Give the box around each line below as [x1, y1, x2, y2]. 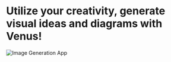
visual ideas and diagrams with [6, 17, 163, 30]
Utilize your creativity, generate [6, 4, 166, 18]
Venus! [6, 30, 42, 43]
